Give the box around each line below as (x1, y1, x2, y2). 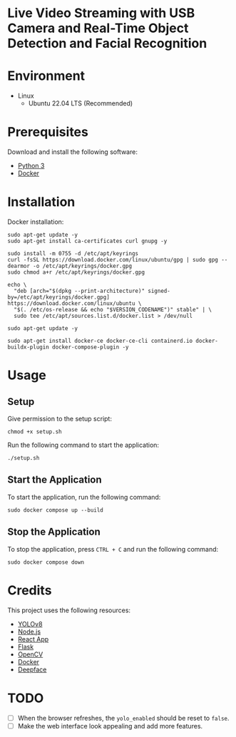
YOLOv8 (17, 619, 43, 628)
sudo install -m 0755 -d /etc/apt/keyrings (7, 250, 139, 257)
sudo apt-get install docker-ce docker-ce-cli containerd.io (7, 337, 193, 344)
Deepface (17, 665, 47, 674)
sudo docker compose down (7, 558, 84, 566)
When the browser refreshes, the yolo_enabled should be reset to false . (17, 713, 230, 722)
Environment (7, 68, 86, 84)
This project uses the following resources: (7, 606, 130, 614)
